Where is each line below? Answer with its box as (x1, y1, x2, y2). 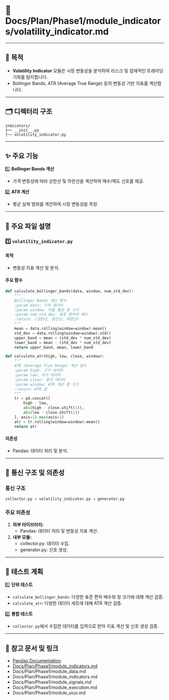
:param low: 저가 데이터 (14, 372, 61, 378)
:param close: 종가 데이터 (14, 377, 65, 382)
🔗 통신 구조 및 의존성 (5, 469, 65, 477)
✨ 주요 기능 (5, 151, 39, 160)
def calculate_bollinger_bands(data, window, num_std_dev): (5, 289, 134, 294)
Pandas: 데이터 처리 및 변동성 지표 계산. (20, 528, 99, 534)
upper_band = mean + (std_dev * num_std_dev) (14, 335, 112, 340)
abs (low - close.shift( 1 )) (23, 410, 80, 415)
